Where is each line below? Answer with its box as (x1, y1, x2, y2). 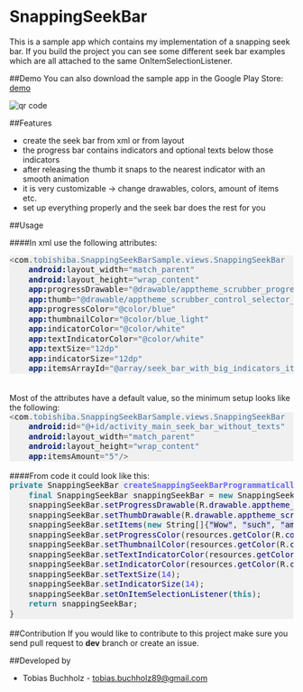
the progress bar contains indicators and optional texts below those (22, 145, 274, 155)
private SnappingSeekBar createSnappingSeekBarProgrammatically (9, 481, 300, 491)
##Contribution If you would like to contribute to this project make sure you (9, 628, 289, 639)
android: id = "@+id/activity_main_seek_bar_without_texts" (28, 422, 286, 432)
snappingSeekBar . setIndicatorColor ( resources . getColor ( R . (28, 559, 290, 570)
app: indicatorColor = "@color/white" (28, 323, 186, 334)
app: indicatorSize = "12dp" (28, 353, 143, 363)
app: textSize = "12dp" (28, 343, 119, 354)
